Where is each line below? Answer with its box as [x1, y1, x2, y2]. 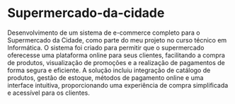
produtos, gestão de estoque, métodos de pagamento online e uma [7, 73, 204, 82]
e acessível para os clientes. [7, 88, 90, 97]
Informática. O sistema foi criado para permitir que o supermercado [7, 43, 205, 52]
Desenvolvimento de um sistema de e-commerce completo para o [7, 28, 200, 37]
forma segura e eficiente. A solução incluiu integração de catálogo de [7, 66, 211, 74]
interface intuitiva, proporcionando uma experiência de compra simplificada [7, 81, 229, 89]
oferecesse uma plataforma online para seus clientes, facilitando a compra [7, 51, 225, 59]
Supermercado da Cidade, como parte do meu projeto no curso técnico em [7, 35, 227, 44]
